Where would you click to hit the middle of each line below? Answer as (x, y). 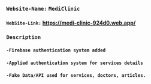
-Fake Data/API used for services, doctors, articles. (76, 76)
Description (24, 37)
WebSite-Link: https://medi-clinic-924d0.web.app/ (71, 23)
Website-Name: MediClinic (43, 8)
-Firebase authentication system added (56, 50)
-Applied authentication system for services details (75, 63)
